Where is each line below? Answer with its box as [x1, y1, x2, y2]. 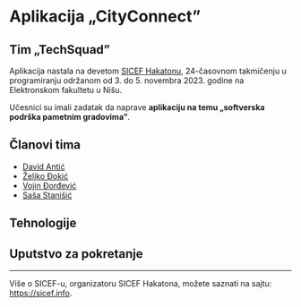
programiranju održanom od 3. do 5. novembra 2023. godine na [9, 75, 245, 86]
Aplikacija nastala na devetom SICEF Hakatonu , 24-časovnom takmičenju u [9, 65, 287, 76]
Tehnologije [9, 216, 77, 231]
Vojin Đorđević [21, 180, 77, 191]
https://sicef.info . [9, 288, 73, 299]
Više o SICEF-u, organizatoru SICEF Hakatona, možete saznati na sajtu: [9, 278, 272, 289]
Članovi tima [9, 137, 81, 153]
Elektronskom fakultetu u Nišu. [9, 85, 123, 95]
